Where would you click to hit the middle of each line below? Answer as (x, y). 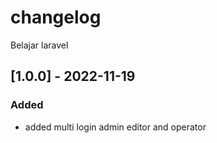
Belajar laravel (39, 45)
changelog (56, 17)
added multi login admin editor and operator (115, 127)
